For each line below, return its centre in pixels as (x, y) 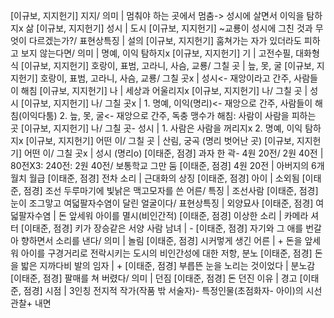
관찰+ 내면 (31, 303)
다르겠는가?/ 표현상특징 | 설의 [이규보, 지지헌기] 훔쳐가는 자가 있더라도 (165, 40)
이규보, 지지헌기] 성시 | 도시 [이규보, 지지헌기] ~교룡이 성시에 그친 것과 (176, 28)
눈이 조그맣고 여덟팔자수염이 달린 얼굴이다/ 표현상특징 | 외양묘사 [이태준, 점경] (162, 203)
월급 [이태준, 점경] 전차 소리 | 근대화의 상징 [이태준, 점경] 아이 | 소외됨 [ (167, 178)
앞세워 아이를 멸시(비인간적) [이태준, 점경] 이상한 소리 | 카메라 (188, 215)
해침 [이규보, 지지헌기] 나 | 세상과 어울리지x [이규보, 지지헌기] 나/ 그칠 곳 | (164, 90)
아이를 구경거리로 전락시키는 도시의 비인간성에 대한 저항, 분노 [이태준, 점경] (166, 253)
